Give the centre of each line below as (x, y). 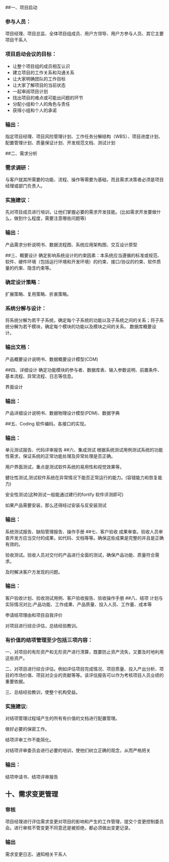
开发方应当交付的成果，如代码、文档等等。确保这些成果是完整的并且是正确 (87, 538)
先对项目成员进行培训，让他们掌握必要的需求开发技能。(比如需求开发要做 (81, 212)
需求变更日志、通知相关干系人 (36, 854)
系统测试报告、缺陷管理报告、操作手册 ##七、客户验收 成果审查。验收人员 (82, 531)
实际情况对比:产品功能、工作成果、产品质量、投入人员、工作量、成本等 (79, 604)
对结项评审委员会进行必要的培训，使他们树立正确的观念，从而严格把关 (78, 750)
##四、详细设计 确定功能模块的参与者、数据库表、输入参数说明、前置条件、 (83, 370)
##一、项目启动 (21, 7)
